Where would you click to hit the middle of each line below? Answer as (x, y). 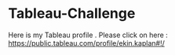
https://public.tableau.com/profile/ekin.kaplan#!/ (86, 43)
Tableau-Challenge (72, 14)
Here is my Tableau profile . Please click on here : (88, 35)
